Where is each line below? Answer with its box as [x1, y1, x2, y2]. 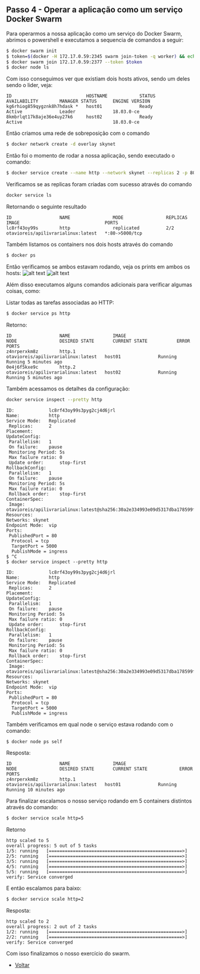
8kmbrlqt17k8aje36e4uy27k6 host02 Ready [6, 114, 153, 120]
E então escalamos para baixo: [6, 884, 82, 892]
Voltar [14, 961, 30, 969]
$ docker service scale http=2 [6, 896, 84, 902]
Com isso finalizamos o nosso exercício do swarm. [6, 950, 131, 957]
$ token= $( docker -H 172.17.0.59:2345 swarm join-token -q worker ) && [6, 53, 185, 59]
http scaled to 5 [6, 838, 49, 844]
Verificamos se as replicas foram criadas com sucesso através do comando [6, 181, 192, 188]
